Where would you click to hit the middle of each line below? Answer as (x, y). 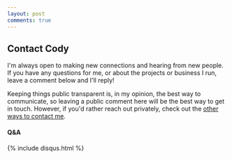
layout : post (26, 14)
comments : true (29, 20)
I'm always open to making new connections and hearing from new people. (115, 65)
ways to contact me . (37, 116)
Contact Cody (38, 49)
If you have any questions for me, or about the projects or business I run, (112, 73)
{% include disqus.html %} (46, 148)
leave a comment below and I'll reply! (61, 81)
